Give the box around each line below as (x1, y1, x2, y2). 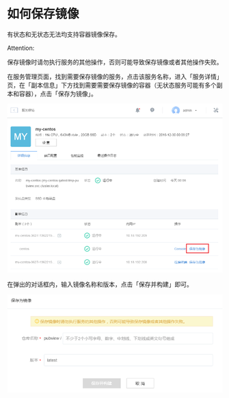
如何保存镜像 (7, 6, 80, 22)
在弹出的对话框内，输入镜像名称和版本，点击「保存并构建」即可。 (7, 280, 193, 289)
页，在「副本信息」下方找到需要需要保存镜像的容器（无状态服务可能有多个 (7, 81, 217, 89)
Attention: (7, 44, 35, 52)
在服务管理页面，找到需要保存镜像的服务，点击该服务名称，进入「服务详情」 (7, 72, 223, 81)
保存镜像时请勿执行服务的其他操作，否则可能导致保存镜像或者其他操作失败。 (7, 57, 223, 66)
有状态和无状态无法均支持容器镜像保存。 (7, 30, 121, 38)
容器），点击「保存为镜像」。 (18, 90, 97, 98)
